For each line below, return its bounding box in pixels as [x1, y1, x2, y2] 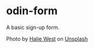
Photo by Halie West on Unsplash [6, 35, 88, 42]
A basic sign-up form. [6, 24, 59, 31]
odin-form [6, 4, 58, 18]
